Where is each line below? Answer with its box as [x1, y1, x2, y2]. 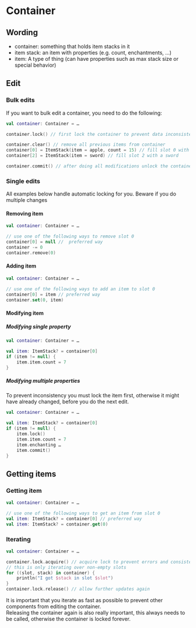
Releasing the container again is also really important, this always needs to [6, 609, 185, 616]
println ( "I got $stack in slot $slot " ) [16, 575, 114, 581]
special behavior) [14, 61, 57, 68]
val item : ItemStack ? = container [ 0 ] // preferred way [6, 516, 142, 521]
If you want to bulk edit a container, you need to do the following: [6, 109, 162, 116]
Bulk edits [6, 96, 35, 104]
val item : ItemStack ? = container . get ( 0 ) [6, 521, 108, 527]
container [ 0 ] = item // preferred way [6, 291, 100, 297]
